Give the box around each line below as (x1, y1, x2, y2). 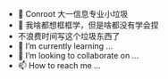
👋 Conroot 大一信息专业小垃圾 (17, 9, 129, 19)
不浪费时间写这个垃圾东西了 (17, 31, 121, 41)
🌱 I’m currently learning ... (17, 41, 113, 51)
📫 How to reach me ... (17, 60, 101, 70)
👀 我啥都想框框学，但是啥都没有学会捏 (17, 20, 159, 30)
